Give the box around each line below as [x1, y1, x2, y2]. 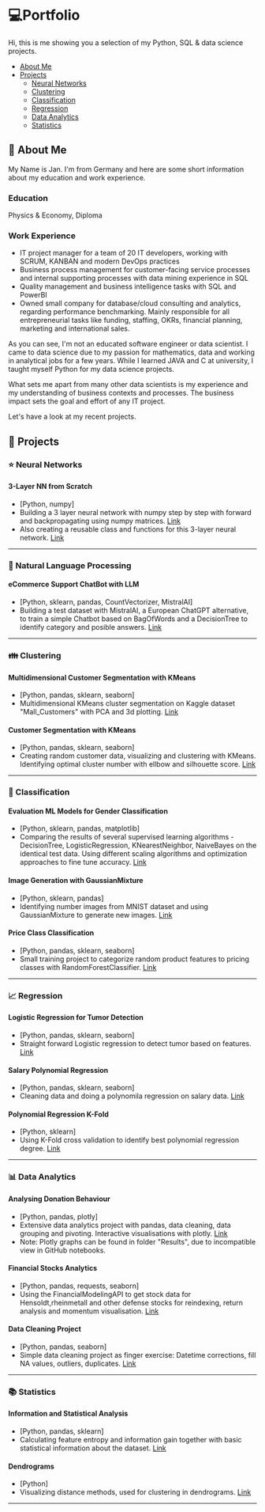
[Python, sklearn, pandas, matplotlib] [19, 824, 140, 833]
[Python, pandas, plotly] [19, 1211, 99, 1221]
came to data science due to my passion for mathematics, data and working [8, 347, 255, 357]
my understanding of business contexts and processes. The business [8, 388, 234, 398]
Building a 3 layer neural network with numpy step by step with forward [19, 507, 252, 517]
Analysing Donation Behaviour [8, 1194, 110, 1203]
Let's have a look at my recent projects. [8, 412, 136, 422]
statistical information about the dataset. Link [19, 1443, 167, 1453]
